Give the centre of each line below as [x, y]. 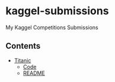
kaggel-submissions [57, 11]
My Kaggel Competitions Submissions [52, 27]
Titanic [23, 60]
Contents [23, 46]
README [34, 73]
